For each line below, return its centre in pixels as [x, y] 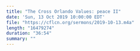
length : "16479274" [30, 28]
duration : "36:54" [29, 33]
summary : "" [21, 39]
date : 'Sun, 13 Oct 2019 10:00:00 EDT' [56, 17]
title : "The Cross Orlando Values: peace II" [63, 11]
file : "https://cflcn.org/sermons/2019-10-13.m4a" [70, 22]
